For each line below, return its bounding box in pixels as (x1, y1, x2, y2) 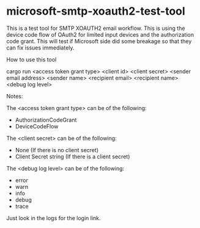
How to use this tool (6, 56, 57, 63)
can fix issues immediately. (6, 44, 75, 51)
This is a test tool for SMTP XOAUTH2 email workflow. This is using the (6, 24, 185, 32)
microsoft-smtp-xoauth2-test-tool (6, 4, 185, 18)
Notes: (6, 92, 23, 100)
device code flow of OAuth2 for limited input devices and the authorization (6, 31, 194, 38)
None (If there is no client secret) (15, 146, 99, 153)
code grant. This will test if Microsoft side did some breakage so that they (6, 37, 192, 45)
